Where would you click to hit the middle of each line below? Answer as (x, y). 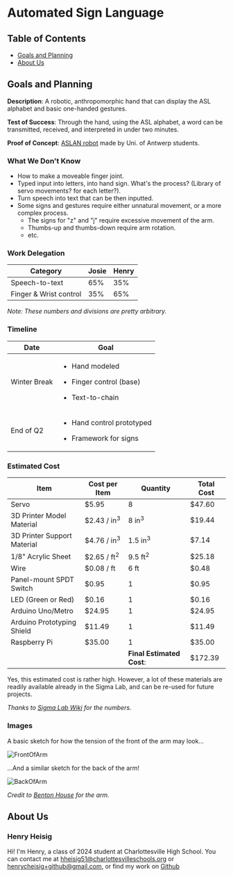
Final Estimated (154, 654)
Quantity (156, 488)
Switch (22, 588)
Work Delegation (36, 253)
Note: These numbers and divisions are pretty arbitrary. (87, 312)
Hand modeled (96, 366)
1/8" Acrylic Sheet (41, 556)
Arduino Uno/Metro (42, 611)
